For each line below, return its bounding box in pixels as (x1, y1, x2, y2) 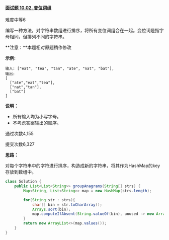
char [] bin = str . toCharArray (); (32, 202, 102, 207)
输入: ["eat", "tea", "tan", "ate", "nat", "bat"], (5, 66, 114, 71)
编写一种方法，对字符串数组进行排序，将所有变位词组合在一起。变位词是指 (5, 28, 159, 34)
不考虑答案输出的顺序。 (12, 120, 61, 126)
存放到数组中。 (5, 169, 36, 175)
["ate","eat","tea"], (10, 81, 55, 86)
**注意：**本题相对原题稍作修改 (5, 44, 72, 50)
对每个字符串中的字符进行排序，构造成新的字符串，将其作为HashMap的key (5, 163, 160, 169)
